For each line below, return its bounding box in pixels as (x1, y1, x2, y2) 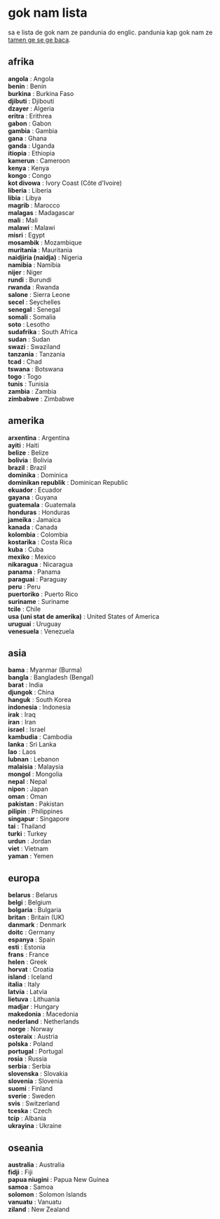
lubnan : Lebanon (8, 755, 60, 764)
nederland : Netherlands (8, 1017, 80, 1026)
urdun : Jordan (8, 837, 52, 846)
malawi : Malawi (8, 223, 55, 232)
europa (8, 872, 41, 884)
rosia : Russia (8, 1054, 48, 1063)
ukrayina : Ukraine (8, 1122, 62, 1130)
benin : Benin (8, 82, 47, 90)
